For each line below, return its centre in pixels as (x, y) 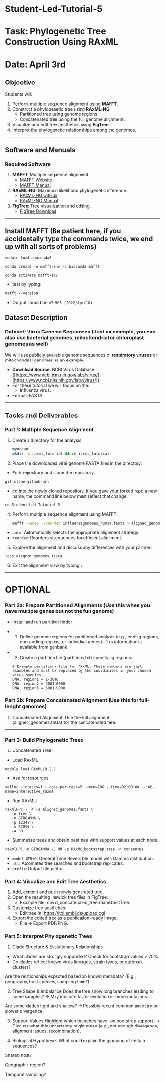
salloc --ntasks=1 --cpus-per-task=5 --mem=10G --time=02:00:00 (72, 787)
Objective (20, 82)
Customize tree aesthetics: (39, 908)
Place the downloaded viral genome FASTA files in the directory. (77, 463)
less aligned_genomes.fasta (34, 556)
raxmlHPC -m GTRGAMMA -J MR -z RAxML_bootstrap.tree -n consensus (74, 849)
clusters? (21, 967)
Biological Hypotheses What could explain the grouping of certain (79, 1040)
